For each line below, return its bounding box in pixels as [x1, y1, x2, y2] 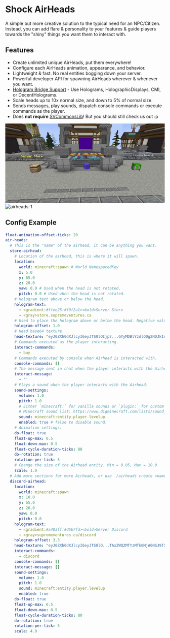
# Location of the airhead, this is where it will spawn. [14, 254, 139, 259]
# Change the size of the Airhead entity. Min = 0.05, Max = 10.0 [14, 463, 157, 468]
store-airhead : [10, 248, 42, 253]
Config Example [5, 218, 57, 227]
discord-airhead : [10, 479, 47, 484]
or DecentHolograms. [12, 91, 58, 98]
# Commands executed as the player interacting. [14, 339, 119, 345]
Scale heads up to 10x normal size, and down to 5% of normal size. [12, 97, 153, 103]
